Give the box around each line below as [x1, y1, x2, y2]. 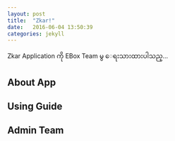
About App [7, 76, 56, 89]
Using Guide [7, 101, 63, 113]
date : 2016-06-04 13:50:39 [7, 23, 93, 30]
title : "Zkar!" [7, 17, 55, 24]
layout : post [7, 10, 46, 18]
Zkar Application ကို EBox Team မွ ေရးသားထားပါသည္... [7, 52, 169, 60]
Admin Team [7, 125, 64, 137]
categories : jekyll [7, 30, 65, 38]
